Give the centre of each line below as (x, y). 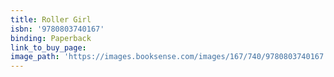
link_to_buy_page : (48, 47)
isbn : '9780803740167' (57, 29)
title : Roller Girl (51, 19)
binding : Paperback (51, 38)
